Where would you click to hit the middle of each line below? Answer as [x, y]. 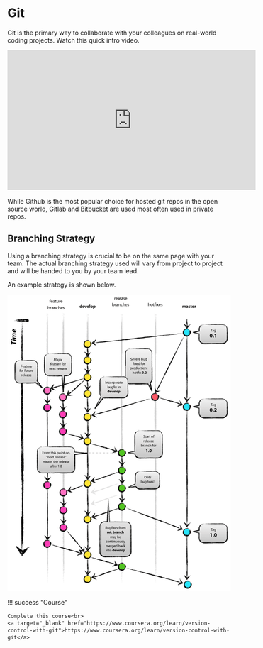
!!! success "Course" [38, 603]
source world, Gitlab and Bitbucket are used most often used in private [111, 209]
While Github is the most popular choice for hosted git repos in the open [113, 201]
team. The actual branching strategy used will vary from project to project [115, 263]
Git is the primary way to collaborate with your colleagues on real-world [112, 33]
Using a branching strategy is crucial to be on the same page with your [111, 256]
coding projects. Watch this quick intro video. [73, 40]
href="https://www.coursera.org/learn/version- [139, 624]
